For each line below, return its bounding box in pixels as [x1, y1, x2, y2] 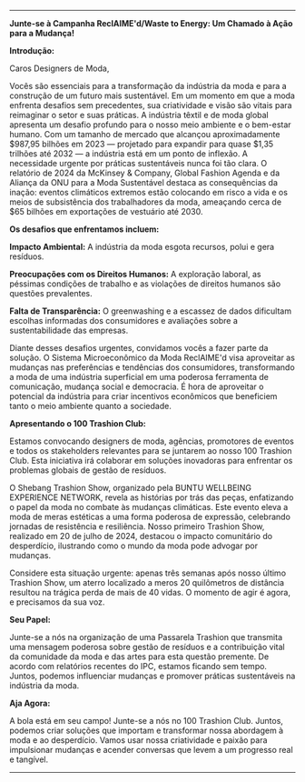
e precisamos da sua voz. [9, 597, 105, 607]
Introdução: [9, 45, 55, 55]
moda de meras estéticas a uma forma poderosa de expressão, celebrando [9, 511, 290, 522]
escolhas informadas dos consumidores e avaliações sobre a [9, 316, 239, 326]
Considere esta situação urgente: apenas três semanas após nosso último [9, 567, 287, 578]
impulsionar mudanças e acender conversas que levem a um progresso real [9, 745, 293, 755]
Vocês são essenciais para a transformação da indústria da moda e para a [9, 81, 288, 91]
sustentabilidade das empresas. [9, 325, 129, 336]
